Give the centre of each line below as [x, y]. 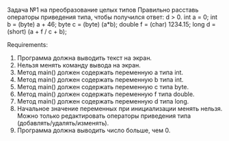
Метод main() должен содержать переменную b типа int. [100, 80]
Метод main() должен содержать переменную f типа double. [106, 94]
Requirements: [27, 45]
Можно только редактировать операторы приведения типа [104, 116]
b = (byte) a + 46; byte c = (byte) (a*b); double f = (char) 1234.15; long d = [112, 24]
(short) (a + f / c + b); [37, 31]
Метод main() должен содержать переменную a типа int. [100, 72]
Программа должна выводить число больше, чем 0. [94, 130]
